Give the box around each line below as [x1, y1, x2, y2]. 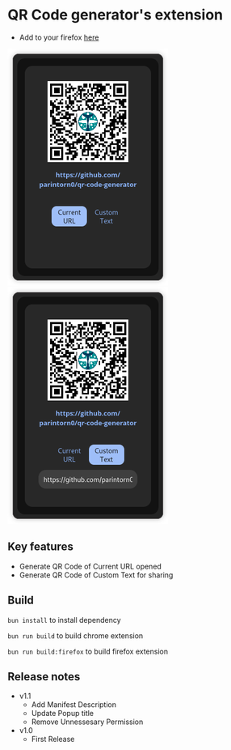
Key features [7, 540, 73, 554]
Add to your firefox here [19, 32, 99, 42]
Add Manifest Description [31, 700, 117, 710]
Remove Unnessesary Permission [31, 717, 144, 727]
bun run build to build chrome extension [7, 630, 144, 641]
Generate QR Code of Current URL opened [19, 561, 162, 571]
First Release [31, 735, 75, 744]
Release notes [7, 670, 81, 684]
